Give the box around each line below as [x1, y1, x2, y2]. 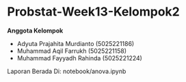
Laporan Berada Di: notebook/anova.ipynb [7, 67, 127, 75]
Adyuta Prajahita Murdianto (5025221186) [16, 39, 135, 47]
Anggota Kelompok [7, 26, 64, 35]
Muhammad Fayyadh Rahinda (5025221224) [16, 54, 142, 62]
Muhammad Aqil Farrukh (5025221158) [16, 47, 127, 55]
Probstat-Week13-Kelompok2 [7, 4, 180, 20]
